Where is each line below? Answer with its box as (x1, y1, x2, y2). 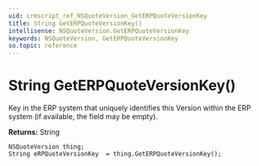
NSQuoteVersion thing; (8, 143, 85, 151)
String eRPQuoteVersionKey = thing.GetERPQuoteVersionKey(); (8, 150, 222, 158)
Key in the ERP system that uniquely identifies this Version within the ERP (8, 103, 252, 113)
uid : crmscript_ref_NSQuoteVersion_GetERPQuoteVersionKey (8, 11, 207, 20)
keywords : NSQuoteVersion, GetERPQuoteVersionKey (8, 34, 179, 43)
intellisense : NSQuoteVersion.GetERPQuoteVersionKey (8, 27, 190, 35)
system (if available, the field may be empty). (8, 112, 158, 122)
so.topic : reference (8, 42, 78, 50)
